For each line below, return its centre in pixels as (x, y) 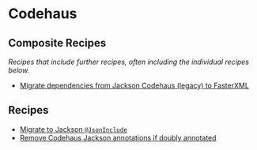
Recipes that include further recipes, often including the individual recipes (128, 62)
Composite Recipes (57, 43)
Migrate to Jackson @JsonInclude (74, 129)
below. (19, 70)
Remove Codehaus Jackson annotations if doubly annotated (118, 137)
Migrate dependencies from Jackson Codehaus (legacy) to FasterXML (134, 85)
